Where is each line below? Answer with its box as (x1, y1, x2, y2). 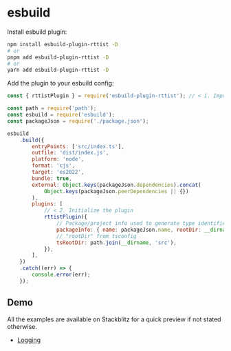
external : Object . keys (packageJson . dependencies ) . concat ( (32, 181, 201, 188)
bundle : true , (32, 174, 72, 182)
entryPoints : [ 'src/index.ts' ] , (32, 143, 125, 150)
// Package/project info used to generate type (56, 220, 195, 227)
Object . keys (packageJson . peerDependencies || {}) (43, 188, 189, 194)
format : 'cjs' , (32, 162, 76, 170)
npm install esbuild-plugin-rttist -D (7, 41, 118, 48)
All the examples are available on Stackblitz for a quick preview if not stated (7, 315, 221, 323)
